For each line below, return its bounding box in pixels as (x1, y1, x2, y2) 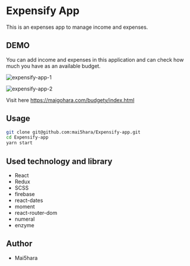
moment (14, 203, 35, 210)
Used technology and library (6, 156, 113, 166)
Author (6, 239, 32, 249)
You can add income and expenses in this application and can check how (6, 56, 184, 63)
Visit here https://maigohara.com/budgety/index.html (6, 96, 135, 103)
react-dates (14, 197, 44, 204)
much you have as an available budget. (6, 62, 101, 69)
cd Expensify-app (6, 134, 49, 140)
